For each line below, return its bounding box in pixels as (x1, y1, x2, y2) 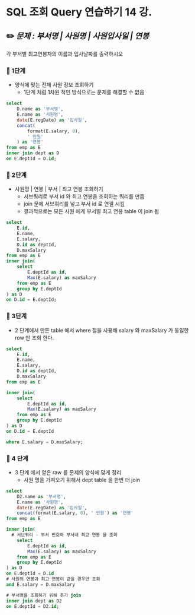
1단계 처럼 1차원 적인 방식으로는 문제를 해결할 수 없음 (23, 88, 145, 96)
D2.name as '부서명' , (17, 493, 66, 499)
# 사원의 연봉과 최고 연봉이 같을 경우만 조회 (6, 576, 100, 582)
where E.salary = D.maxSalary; (6, 439, 83, 445)
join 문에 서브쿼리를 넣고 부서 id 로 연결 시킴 (23, 200, 125, 208)
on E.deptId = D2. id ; (6, 603, 60, 609)
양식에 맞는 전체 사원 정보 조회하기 (14, 81, 94, 88)
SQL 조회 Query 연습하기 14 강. (6, 5, 152, 19)
